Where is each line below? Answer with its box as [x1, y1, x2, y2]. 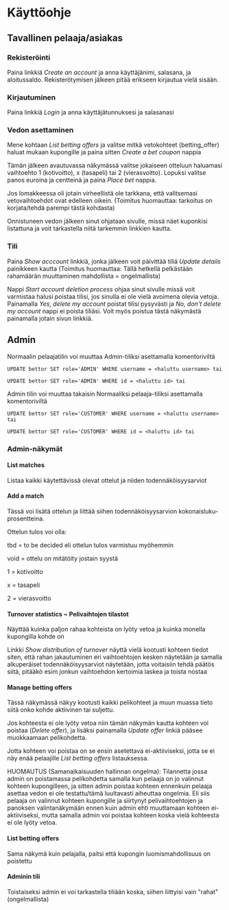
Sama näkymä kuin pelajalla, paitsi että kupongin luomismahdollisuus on [7, 849, 211, 858]
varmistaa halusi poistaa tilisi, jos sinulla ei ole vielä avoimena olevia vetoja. [7, 292, 219, 300]
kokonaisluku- [178, 507, 219, 515]
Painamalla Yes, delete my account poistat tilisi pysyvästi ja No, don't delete [7, 300, 221, 308]
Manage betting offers [7, 683, 73, 691]
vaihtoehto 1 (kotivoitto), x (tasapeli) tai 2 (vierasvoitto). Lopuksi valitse [7, 169, 206, 177]
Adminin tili [7, 872, 40, 881]
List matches [7, 461, 45, 469]
